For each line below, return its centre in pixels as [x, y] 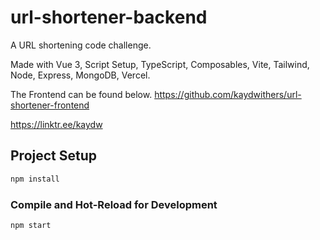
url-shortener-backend [109, 17]
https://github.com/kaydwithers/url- [228, 94]
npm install [35, 179]
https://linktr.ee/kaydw [56, 124]
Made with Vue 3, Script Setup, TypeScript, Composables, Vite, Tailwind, [160, 64]
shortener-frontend [50, 105]
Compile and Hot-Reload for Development [114, 204]
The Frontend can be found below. [81, 94]
